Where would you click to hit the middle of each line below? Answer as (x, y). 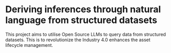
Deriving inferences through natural (83, 9)
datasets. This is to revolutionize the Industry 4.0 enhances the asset (78, 40)
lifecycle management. (29, 45)
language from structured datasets (81, 20)
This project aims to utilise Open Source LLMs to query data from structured (86, 34)
